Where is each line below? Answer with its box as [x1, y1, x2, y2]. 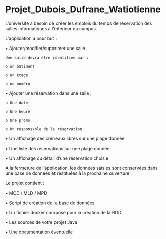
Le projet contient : [5, 180, 44, 186]
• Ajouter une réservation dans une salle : [5, 90, 92, 97]
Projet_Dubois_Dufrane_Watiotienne [5, 4, 161, 15]
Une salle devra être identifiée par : [5, 55, 89, 60]
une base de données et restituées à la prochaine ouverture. [5, 170, 131, 176]
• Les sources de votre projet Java [5, 219, 77, 225]
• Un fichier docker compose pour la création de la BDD [5, 209, 122, 215]
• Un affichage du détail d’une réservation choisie [5, 155, 108, 161]
